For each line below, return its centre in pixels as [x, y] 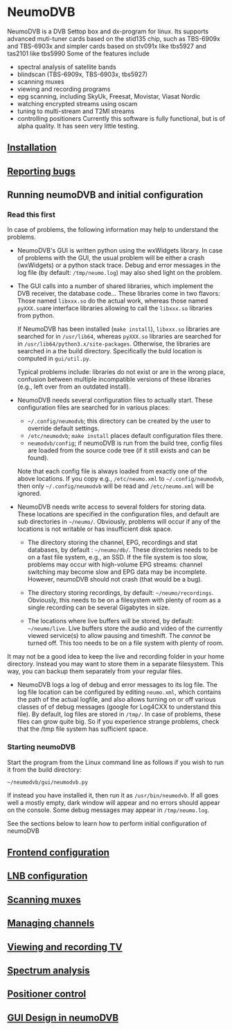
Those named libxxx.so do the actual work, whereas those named [113, 301]
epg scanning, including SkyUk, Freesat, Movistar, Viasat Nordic [109, 96]
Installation [32, 147]
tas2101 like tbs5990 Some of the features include [79, 53]
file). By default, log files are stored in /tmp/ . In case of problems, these [119, 714]
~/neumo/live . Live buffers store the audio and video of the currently [125, 628]
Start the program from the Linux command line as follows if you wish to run [116, 762]
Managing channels [51, 923]
